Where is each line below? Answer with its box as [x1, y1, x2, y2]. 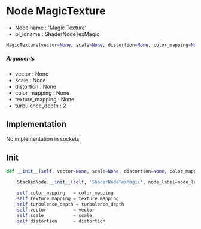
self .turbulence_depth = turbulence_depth [17, 201, 124, 207]
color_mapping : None [14, 89, 70, 97]
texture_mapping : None [14, 95, 75, 103]
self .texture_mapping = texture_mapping [17, 196, 119, 202]
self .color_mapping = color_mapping [17, 190, 114, 196]
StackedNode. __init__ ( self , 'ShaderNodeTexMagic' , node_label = [17, 179, 178, 185]
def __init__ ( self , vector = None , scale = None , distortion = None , [6, 168, 167, 174]
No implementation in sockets [6, 135, 80, 142]
